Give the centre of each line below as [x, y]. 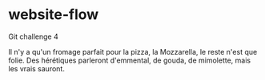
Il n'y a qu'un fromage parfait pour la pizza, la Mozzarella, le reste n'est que [133, 51]
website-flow [54, 15]
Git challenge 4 [33, 36]
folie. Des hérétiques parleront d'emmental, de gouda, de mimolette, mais [129, 60]
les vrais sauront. [37, 68]
